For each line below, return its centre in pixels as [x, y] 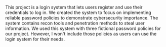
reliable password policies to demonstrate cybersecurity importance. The [82, 18]
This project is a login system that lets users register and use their [74, 7]
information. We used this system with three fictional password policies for [83, 28]
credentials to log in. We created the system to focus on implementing [78, 12]
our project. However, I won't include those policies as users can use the [81, 34]
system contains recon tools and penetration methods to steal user [75, 23]
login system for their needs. [35, 39]
